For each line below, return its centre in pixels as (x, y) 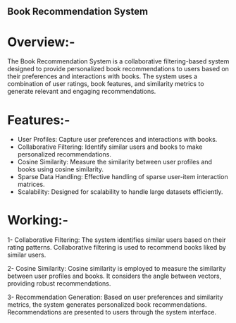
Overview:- (41, 42)
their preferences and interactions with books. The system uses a (103, 76)
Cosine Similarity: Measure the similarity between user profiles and (115, 162)
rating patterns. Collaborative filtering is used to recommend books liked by (117, 248)
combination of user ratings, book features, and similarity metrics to (106, 84)
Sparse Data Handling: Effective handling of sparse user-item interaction (123, 177)
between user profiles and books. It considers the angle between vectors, (114, 276)
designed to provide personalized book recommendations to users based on (118, 69)
